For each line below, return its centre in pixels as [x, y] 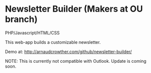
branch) [21, 19]
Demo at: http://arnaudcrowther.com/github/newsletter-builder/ [68, 52]
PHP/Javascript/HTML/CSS [32, 33]
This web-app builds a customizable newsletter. [53, 42]
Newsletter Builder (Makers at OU [74, 9]
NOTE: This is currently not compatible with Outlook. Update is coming [76, 61]
